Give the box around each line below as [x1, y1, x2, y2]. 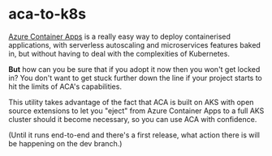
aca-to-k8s [8, 5, 87, 23]
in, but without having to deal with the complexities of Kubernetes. [8, 48, 230, 58]
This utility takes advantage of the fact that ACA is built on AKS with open [8, 97, 254, 107]
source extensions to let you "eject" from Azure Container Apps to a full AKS [8, 106, 265, 116]
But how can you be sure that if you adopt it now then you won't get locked [8, 64, 261, 74]
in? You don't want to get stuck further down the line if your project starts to [8, 73, 262, 82]
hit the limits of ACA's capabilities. [8, 82, 122, 91]
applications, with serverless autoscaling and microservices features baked [8, 40, 261, 49]
